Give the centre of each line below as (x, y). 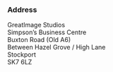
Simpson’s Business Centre (47, 32)
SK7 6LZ (20, 62)
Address (22, 10)
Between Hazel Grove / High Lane (56, 48)
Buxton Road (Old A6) (39, 40)
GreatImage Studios (36, 25)
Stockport (22, 55)
